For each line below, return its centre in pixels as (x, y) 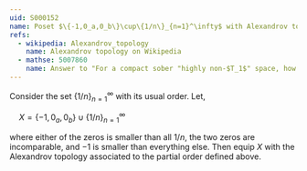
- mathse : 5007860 (53, 60)
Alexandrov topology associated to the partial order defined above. (136, 156)
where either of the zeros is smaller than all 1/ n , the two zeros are (132, 136)
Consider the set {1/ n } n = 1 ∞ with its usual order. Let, (107, 96)
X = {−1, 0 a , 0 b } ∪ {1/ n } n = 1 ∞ (72, 117)
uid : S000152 (34, 18)
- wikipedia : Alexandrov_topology (83, 43)
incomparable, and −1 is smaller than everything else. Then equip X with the (152, 146)
